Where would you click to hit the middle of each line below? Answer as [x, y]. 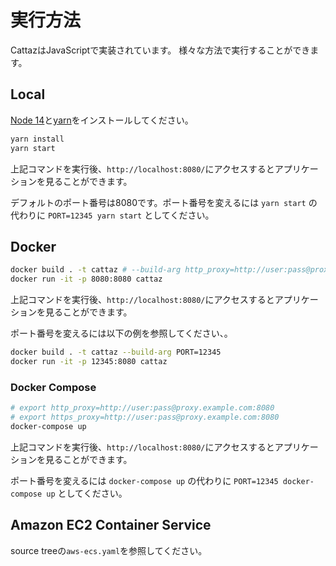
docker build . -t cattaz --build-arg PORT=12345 [116, 352]
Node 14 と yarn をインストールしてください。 [102, 120]
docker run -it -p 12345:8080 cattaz [89, 361]
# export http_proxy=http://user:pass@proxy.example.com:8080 [142, 408]
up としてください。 [87, 493]
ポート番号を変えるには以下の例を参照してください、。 [121, 333]
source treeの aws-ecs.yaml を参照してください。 [109, 550]
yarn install [37, 139]
